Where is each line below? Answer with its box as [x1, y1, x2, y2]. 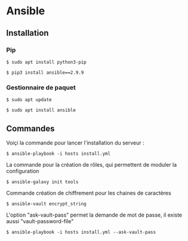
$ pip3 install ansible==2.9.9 [6, 70, 84, 76]
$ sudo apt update [6, 97, 52, 103]
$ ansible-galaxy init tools [6, 179, 79, 185]
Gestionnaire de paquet [6, 83, 76, 92]
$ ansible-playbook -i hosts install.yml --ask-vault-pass [6, 229, 156, 235]
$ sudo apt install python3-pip [6, 59, 87, 65]
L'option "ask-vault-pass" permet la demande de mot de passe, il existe [6, 211, 183, 218]
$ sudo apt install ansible [6, 107, 76, 114]
